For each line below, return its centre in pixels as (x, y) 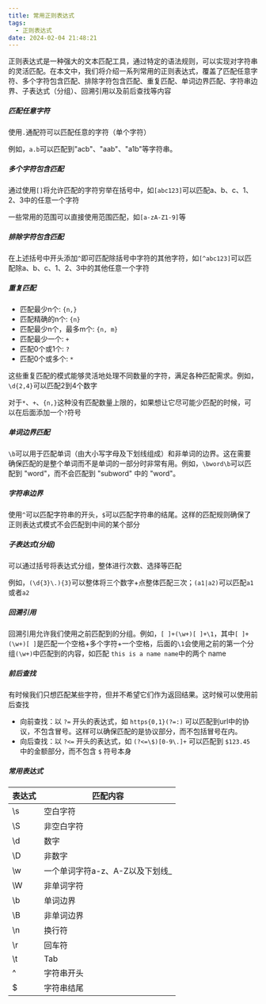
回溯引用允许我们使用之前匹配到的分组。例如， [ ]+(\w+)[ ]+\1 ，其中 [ (123, 633)
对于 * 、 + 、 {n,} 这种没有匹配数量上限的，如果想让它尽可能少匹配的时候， (126, 402)
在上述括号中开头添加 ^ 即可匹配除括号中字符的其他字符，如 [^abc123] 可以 (127, 258)
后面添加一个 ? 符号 (51, 413)
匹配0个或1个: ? (44, 349)
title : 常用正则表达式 (42, 15)
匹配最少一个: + (44, 339)
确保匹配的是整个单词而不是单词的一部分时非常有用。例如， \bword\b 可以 (127, 464)
